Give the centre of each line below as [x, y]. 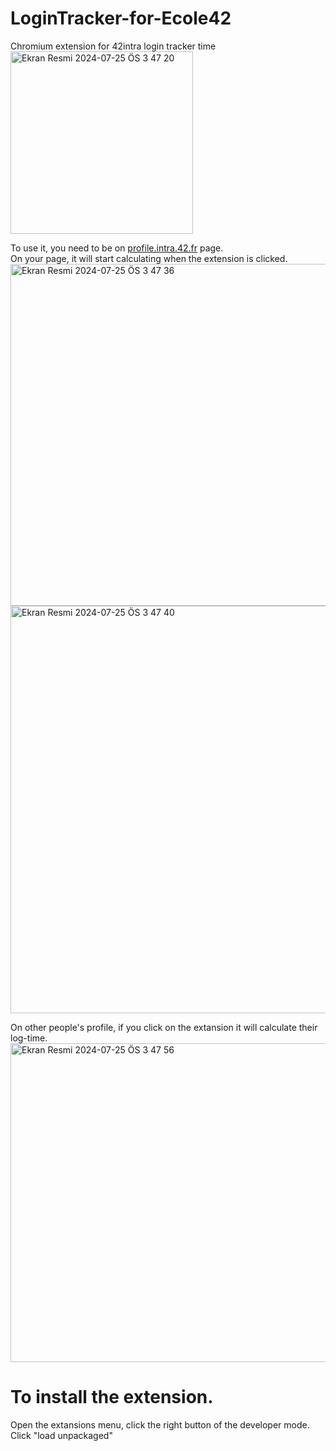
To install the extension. [112, 1397]
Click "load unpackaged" [61, 1435]
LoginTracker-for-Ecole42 [121, 18]
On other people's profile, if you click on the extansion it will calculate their [164, 1027]
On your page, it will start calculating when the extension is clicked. [149, 258]
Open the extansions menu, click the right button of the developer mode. [160, 1424]
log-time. [29, 1038]
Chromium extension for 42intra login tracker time [113, 46]
